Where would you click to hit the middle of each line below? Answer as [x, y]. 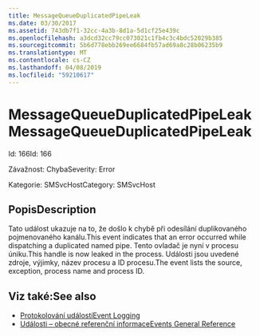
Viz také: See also [52, 296]
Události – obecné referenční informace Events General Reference [128, 324]
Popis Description [52, 210]
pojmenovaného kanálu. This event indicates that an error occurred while [127, 237]
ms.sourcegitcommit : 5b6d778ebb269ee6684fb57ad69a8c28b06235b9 [116, 45]
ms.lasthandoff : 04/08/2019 [55, 68]
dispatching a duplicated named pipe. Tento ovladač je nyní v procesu [124, 246]
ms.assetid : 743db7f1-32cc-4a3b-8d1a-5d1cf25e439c [94, 30]
